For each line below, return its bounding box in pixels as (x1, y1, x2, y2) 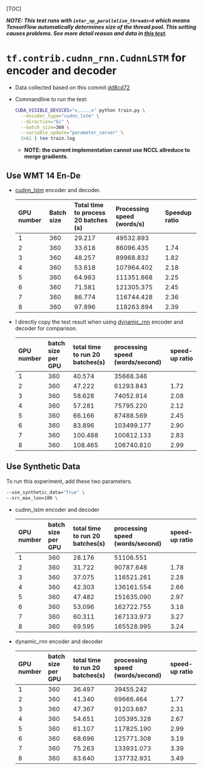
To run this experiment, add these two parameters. (6, 477, 133, 485)
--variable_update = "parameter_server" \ (21, 130, 124, 136)
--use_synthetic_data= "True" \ (6, 489, 85, 496)
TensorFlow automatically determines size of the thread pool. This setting (6, 24, 196, 30)
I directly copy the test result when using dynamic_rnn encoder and (14, 318, 184, 325)
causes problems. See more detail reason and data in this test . (6, 30, 167, 37)
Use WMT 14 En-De (6, 170, 81, 181)
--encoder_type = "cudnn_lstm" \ (21, 113, 100, 119)
